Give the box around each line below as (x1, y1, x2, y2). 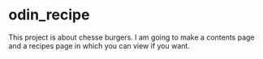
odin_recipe (8, 6, 90, 24)
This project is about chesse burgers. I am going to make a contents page (8, 32, 255, 42)
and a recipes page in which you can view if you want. (8, 40, 191, 50)
